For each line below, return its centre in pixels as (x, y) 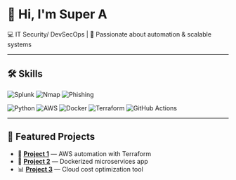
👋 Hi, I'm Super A (57, 14)
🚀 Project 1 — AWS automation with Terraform (84, 153)
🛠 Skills (25, 74)
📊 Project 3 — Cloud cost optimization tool (80, 169)
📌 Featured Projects (51, 137)
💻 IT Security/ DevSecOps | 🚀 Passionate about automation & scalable (110, 34)
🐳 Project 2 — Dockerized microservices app (83, 161)
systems (19, 44)
